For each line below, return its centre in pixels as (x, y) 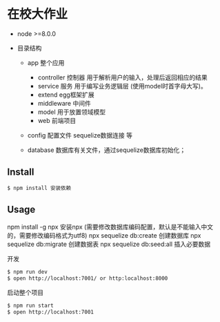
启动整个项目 (25, 293)
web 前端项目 (57, 120)
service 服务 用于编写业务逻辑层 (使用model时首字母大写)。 (122, 86)
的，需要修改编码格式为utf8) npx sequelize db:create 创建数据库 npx (104, 236)
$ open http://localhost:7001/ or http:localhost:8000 (88, 278)
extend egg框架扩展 (66, 95)
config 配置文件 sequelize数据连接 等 (80, 135)
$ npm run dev (28, 272)
